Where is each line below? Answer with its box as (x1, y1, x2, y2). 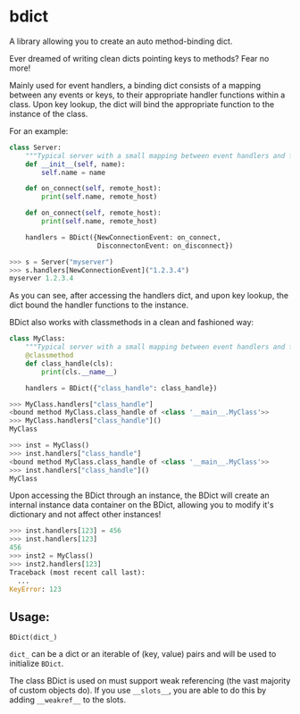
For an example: (9, 125, 69, 136)
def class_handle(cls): (25, 359, 114, 368)
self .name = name (41, 168, 105, 177)
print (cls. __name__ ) (41, 367, 118, 376)
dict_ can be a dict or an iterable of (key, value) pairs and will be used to (9, 649, 277, 659)
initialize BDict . (9, 659, 64, 669)
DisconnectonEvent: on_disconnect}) (96, 241, 234, 250)
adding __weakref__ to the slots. (9, 694, 127, 705)
